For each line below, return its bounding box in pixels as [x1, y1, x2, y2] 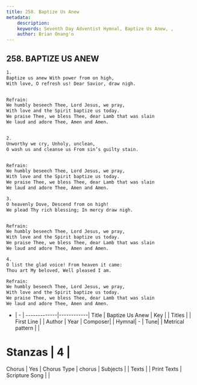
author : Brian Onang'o [17, 31, 74, 37]
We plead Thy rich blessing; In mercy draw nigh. [6, 207, 134, 213]
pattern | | [14, 324, 40, 331]
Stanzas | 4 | [6, 345, 71, 359]
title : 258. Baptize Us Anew [6, 8, 80, 15]
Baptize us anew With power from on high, [6, 75, 114, 81]
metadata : [6, 14, 31, 20]
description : [17, 20, 50, 26]
